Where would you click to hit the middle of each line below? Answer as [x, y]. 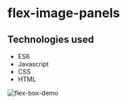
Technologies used [51, 40]
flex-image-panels [63, 13]
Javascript [33, 64]
